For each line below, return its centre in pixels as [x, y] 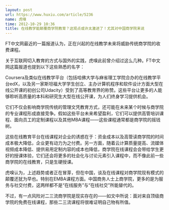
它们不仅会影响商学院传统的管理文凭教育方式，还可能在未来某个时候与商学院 [84, 107]
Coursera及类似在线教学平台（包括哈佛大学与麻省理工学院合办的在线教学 [81, 78]
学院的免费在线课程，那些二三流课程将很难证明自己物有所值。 [69, 202]
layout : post [19, 10]
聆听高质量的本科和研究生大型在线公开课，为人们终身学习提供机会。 [80, 97]
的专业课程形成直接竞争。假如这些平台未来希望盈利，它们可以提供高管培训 [82, 113]
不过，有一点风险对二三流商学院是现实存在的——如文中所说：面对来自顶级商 [84, 196]
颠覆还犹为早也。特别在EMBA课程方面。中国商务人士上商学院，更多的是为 [82, 179]
